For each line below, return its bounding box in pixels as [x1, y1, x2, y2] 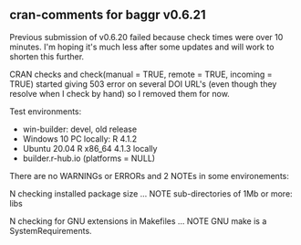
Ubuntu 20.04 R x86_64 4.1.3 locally [22, 143, 158, 154]
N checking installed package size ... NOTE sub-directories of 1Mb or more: [9, 187, 294, 199]
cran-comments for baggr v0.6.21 [9, 7, 206, 23]
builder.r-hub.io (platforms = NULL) [22, 153, 156, 164]
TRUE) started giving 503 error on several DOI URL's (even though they [9, 78, 277, 90]
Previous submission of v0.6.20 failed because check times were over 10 [9, 31, 284, 42]
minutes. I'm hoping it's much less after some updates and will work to [9, 41, 275, 52]
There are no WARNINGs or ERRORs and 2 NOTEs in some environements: [9, 170, 289, 181]
